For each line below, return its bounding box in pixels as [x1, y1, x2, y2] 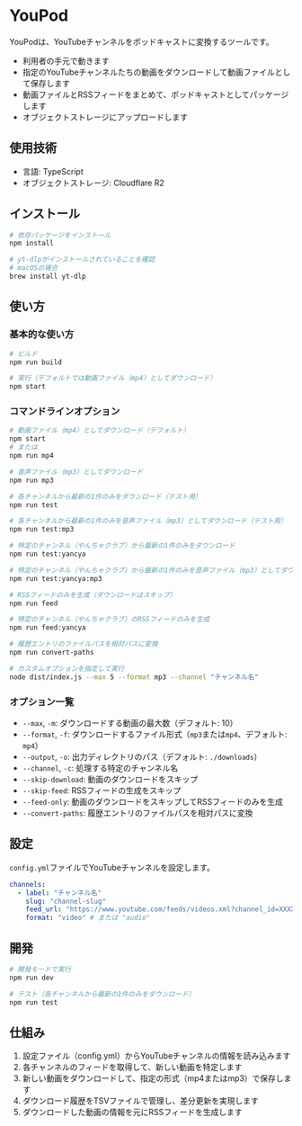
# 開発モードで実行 [9, 964, 72, 974]
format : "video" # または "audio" [25, 914, 151, 923]
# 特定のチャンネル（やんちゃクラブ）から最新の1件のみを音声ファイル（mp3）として [9, 566, 281, 575]
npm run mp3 [9, 476, 54, 485]
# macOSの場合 [9, 264, 58, 273]
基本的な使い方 [9, 328, 75, 341]
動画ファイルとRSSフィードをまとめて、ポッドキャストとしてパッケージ [22, 89, 289, 100]
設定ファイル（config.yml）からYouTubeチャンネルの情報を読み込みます [22, 1050, 291, 1061]
